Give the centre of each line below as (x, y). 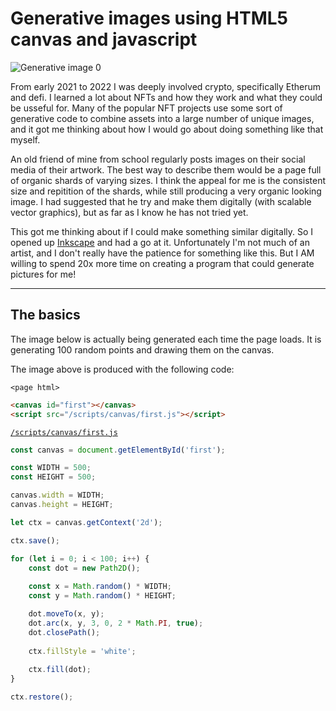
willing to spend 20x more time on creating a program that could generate (162, 263)
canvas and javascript (104, 39)
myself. (25, 139)
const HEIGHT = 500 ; (53, 477)
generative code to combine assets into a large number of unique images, (162, 118)
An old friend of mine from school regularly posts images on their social (158, 159)
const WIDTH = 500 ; (51, 468)
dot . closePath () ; (64, 632)
